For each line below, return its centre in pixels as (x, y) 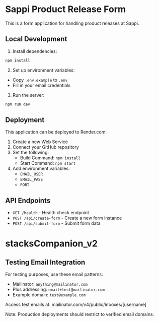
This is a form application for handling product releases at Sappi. (72, 23)
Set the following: (31, 153)
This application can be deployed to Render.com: (56, 132)
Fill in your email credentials (42, 85)
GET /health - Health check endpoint (51, 213)
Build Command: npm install (50, 158)
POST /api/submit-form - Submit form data (56, 223)
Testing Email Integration (45, 262)
